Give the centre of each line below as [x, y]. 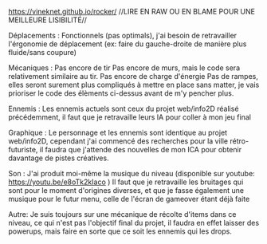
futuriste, [23, 150]
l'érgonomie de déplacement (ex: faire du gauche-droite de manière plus [128, 44]
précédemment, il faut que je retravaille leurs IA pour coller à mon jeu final [130, 117]
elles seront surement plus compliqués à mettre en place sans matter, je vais [134, 85]
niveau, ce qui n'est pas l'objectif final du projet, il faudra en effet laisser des [134, 223]
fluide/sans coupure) [43, 52]
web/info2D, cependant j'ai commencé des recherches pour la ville [118, 141]
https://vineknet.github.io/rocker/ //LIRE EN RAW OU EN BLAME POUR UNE [132, 12]
